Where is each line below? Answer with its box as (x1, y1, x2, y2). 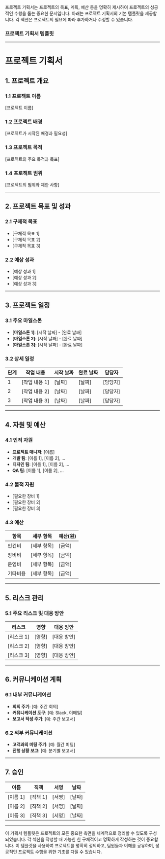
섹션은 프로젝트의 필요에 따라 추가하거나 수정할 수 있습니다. (20, 17, 134, 22)
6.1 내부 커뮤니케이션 (5, 691, 52, 698)
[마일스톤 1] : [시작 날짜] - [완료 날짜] (12, 329, 82, 335)
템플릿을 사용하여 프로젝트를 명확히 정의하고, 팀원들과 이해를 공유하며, (20, 842, 155, 848)
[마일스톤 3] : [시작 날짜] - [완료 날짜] (12, 342, 82, 348)
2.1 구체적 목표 (5, 218, 38, 225)
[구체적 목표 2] (12, 236, 41, 243)
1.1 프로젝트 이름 (5, 93, 41, 100)
